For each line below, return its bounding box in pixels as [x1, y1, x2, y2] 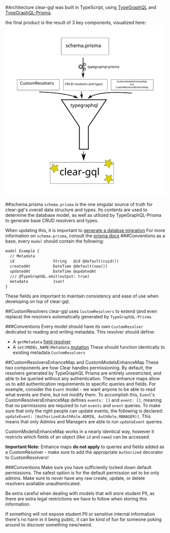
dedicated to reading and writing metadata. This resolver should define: [5, 328, 155, 335]
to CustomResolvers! [5, 454, 49, 460]
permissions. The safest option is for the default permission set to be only [5, 470, 160, 476]
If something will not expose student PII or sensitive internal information [5, 511, 155, 517]
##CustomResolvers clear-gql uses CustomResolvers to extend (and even [5, 308, 157, 314]
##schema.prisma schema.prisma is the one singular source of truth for [5, 201, 153, 207]
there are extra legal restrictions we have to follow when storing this [5, 495, 147, 502]
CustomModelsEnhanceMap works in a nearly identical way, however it [5, 428, 154, 435]
